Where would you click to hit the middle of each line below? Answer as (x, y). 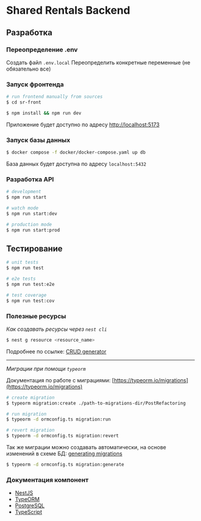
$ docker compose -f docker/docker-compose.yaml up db (76, 153)
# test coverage (26, 295)
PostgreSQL (30, 505)
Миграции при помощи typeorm (46, 368)
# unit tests (22, 263)
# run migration (26, 414)
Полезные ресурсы (36, 316)
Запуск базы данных (38, 140)
